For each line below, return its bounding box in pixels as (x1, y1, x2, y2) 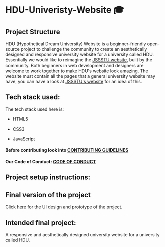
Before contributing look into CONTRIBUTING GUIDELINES (5, 147, 129, 153)
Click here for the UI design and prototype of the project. (5, 204, 123, 210)
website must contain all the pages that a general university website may (5, 73, 155, 79)
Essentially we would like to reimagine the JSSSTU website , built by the (5, 57, 153, 63)
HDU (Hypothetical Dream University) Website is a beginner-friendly (5, 41, 146, 47)
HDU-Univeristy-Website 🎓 (5, 4, 124, 16)
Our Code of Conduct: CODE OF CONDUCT (5, 159, 96, 164)
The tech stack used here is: (5, 106, 64, 112)
